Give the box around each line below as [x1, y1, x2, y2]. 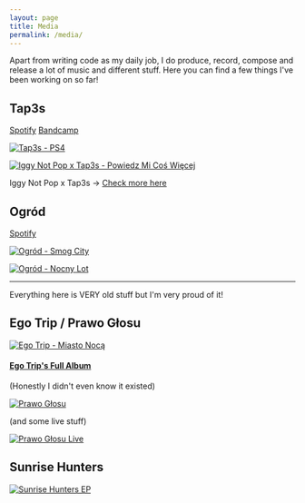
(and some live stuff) [9, 416, 87, 427]
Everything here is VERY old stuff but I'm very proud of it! [9, 290, 224, 300]
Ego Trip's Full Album [9, 360, 92, 371]
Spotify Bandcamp [9, 124, 79, 136]
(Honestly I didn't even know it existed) [9, 380, 156, 391]
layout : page [9, 13, 59, 23]
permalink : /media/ [9, 30, 84, 39]
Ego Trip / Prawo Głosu [9, 315, 142, 331]
